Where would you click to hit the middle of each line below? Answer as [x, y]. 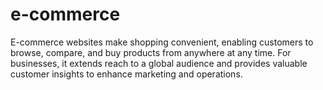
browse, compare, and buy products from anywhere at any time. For [151, 52]
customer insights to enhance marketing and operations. [126, 74]
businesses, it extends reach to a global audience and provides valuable [159, 63]
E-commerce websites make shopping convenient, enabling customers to [162, 42]
